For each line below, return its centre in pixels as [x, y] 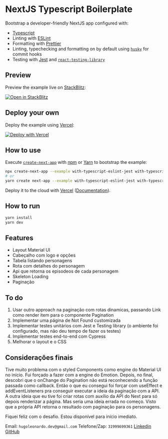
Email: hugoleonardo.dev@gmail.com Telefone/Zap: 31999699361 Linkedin [78, 426]
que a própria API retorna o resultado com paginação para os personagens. [83, 407]
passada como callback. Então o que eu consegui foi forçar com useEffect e [84, 385]
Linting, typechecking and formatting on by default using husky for [80, 49]
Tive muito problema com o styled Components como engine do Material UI [83, 370]
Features [19, 238]
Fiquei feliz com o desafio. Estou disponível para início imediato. [71, 416]
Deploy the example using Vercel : [40, 125]
